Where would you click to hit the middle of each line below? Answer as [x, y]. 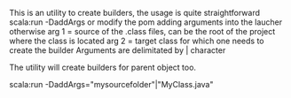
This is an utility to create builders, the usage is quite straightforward [134, 13]
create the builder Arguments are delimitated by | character [118, 50]
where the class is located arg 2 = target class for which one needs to [137, 41]
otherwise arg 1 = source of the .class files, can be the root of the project [142, 31]
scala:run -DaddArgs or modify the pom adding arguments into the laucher [145, 22]
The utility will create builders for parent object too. [103, 67]
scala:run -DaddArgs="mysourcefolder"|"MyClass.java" [111, 84]
